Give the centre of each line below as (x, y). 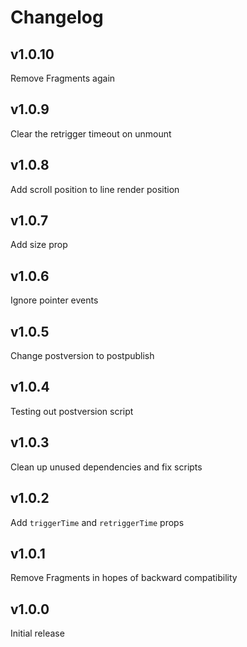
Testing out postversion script (72, 411)
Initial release (37, 633)
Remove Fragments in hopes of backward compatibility (124, 578)
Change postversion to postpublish (82, 356)
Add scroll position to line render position (95, 189)
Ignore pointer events (54, 300)
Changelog (57, 17)
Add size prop (39, 245)
